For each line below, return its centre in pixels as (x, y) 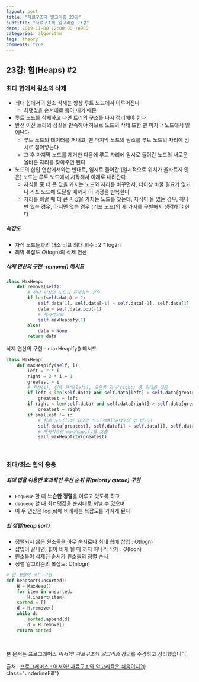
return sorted (34, 630)
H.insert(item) (46, 597)
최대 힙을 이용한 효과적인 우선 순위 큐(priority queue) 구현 (73, 480)
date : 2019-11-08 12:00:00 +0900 (47, 28)
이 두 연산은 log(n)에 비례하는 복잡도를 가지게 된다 (72, 511)
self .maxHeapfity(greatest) (73, 437)
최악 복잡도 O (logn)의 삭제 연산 (51, 252)
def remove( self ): (39, 287)
